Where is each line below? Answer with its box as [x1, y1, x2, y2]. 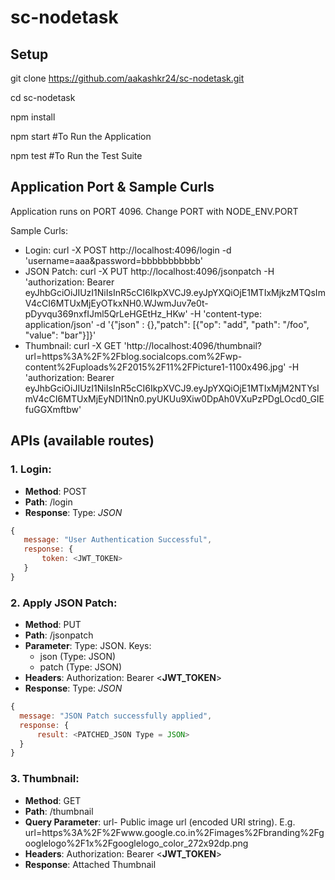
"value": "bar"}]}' [24, 329, 97, 341]
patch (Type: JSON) [39, 661, 122, 673]
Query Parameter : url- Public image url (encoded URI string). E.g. [24, 816, 296, 828]
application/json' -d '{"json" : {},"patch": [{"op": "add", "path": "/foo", [24, 318, 310, 330]
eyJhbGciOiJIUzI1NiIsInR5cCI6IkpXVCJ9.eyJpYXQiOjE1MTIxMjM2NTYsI [24, 382, 320, 394]
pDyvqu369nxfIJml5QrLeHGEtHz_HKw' [24, 307, 188, 320]
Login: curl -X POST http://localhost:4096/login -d [24, 244, 232, 256]
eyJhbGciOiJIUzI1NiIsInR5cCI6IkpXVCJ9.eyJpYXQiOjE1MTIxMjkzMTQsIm [24, 286, 326, 298]
